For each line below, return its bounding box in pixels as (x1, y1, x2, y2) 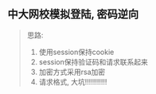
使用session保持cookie (38, 47, 115, 57)
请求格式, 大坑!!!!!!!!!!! (38, 76, 107, 86)
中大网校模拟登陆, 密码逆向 (7, 7, 139, 22)
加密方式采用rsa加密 (38, 67, 106, 76)
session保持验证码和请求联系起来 (38, 57, 148, 66)
